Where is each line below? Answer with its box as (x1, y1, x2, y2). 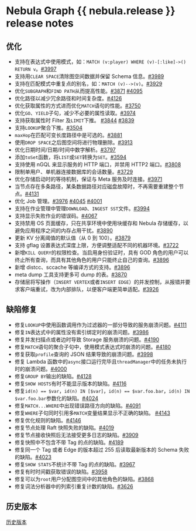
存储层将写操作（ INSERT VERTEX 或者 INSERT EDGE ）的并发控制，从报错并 (14, 278, 185, 285)
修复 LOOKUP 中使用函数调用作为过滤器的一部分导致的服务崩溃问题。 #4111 (14, 321, 187, 328)
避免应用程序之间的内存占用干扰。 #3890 (14, 227, 113, 234)
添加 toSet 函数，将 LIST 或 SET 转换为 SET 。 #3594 (14, 154, 127, 160)
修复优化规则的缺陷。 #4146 (14, 416, 81, 424)
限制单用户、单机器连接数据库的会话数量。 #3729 (14, 169, 133, 175)
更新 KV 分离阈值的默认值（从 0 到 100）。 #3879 (14, 234, 131, 241)
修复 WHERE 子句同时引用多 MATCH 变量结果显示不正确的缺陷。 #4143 (14, 409, 171, 416)
